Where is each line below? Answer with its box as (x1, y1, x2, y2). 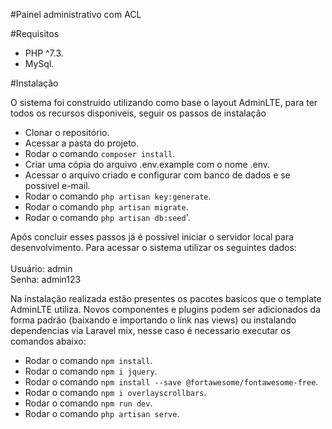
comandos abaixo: (10, 335, 87, 347)
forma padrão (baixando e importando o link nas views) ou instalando (10, 314, 297, 326)
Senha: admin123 (10, 274, 82, 285)
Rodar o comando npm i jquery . (24, 365, 158, 377)
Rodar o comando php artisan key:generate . (24, 190, 212, 202)
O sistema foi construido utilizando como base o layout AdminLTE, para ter (10, 97, 318, 108)
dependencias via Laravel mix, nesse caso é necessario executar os (10, 325, 292, 336)
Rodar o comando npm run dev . (24, 397, 153, 409)
